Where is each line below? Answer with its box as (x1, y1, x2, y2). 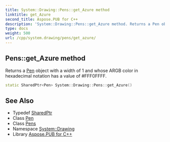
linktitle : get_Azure (5, 12, 51, 17)
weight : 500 (5, 31, 30, 36)
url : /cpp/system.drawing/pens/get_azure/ (5, 36, 96, 41)
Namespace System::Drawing (12, 126, 75, 132)
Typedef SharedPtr (12, 110, 53, 116)
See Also (5, 96, 34, 105)
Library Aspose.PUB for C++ (12, 131, 72, 137)
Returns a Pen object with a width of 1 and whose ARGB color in (5, 67, 138, 74)
